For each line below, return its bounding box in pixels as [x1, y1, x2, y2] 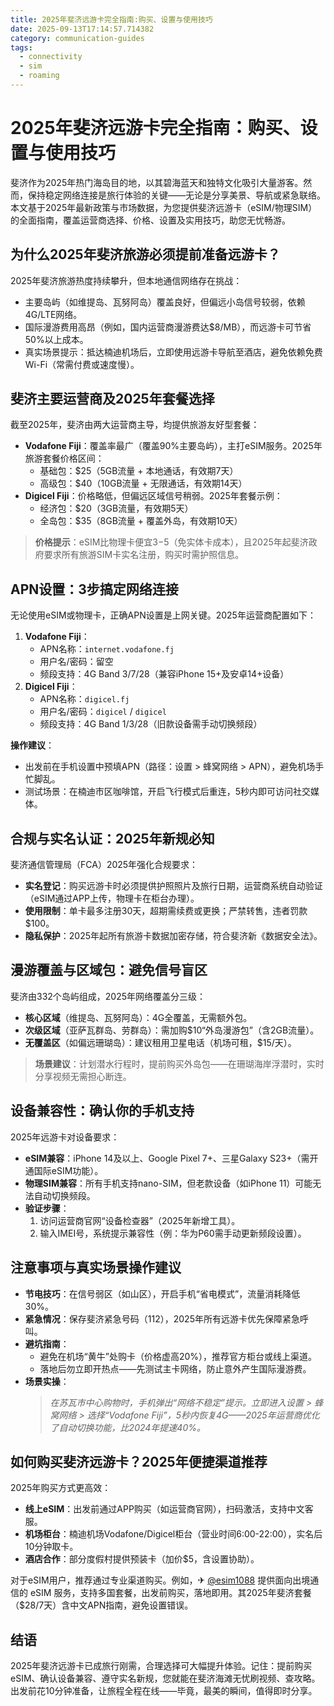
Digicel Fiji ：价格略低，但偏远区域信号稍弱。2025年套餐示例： [24, 490, 283, 502]
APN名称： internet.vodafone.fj [39, 643, 175, 655]
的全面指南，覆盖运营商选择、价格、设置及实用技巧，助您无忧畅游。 [10, 214, 291, 226]
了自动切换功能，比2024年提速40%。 [49, 1421, 206, 1433]
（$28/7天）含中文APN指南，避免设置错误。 [10, 1599, 194, 1611]
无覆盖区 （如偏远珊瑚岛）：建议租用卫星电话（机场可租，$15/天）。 [24, 1036, 297, 1048]
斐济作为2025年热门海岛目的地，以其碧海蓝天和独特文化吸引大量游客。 [10, 176, 304, 188]
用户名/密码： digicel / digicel [39, 706, 167, 718]
